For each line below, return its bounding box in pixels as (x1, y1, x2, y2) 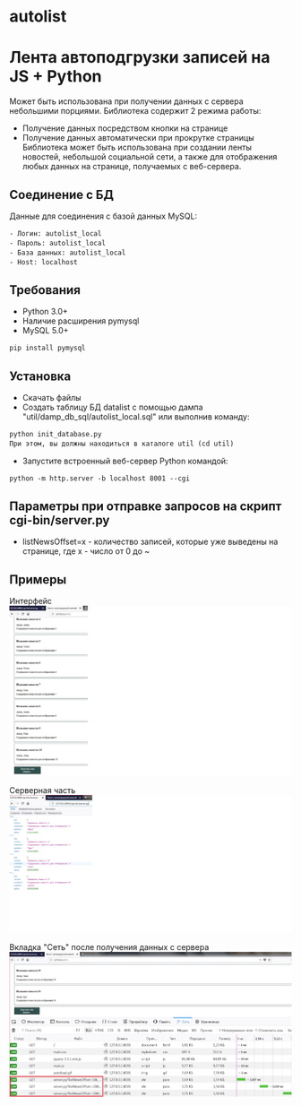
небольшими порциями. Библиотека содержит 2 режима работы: (9, 106, 262, 117)
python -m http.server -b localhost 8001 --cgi (9, 473, 191, 483)
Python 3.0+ (21, 307, 69, 317)
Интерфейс (9, 596, 52, 607)
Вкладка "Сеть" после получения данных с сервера (9, 942, 210, 953)
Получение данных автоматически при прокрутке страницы (21, 133, 254, 143)
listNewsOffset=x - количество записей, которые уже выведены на (21, 536, 279, 548)
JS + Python (9, 66, 102, 87)
